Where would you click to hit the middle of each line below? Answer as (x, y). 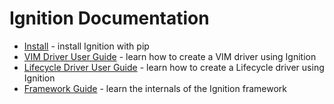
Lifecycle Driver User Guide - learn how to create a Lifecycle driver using (174, 67)
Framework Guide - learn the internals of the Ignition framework (155, 88)
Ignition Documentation (109, 18)
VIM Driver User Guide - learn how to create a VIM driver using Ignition (170, 56)
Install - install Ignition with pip (86, 46)
